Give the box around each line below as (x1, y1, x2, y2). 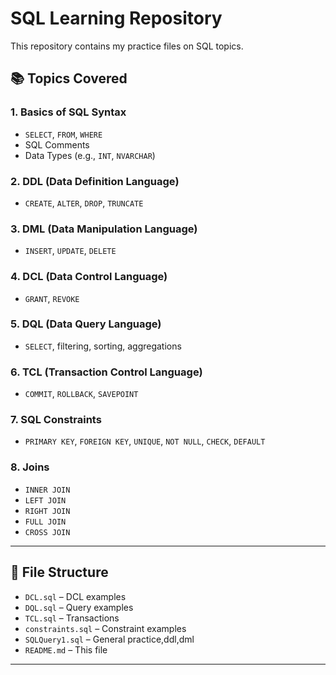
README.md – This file (24, 643, 108, 656)
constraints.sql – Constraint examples (24, 622, 187, 634)
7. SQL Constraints (10, 413, 102, 427)
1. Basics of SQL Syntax (10, 105, 127, 119)
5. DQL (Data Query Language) (10, 317, 162, 331)
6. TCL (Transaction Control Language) (10, 365, 203, 379)
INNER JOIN (24, 485, 71, 495)
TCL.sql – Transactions (24, 612, 120, 624)
